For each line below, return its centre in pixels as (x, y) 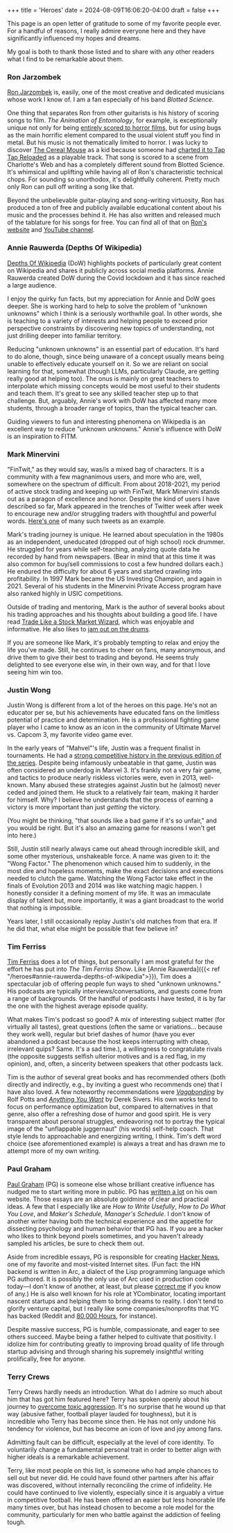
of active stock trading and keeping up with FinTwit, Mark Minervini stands (113, 491)
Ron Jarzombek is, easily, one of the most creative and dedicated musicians (116, 92)
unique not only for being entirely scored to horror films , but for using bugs (114, 128)
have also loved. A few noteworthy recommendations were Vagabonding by (115, 1092)
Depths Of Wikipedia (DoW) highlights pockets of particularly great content (114, 263)
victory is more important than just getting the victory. (84, 807)
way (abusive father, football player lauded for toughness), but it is (102, 1414)
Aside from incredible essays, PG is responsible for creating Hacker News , (114, 1257)
